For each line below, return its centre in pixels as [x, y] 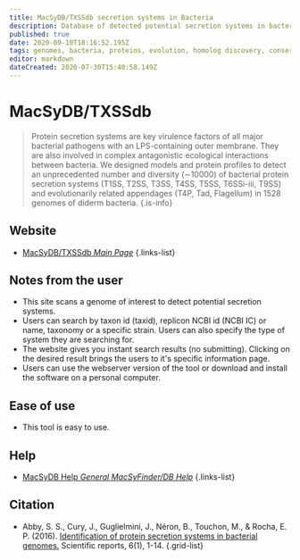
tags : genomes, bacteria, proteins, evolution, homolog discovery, [137, 51]
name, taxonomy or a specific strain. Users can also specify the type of [154, 330]
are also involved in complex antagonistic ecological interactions [150, 155]
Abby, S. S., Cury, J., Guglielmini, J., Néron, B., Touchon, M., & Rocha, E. [154, 526]
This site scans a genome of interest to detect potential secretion [142, 302]
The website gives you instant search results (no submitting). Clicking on [156, 349]
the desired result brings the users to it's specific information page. [146, 359]
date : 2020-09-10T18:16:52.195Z [69, 42]
